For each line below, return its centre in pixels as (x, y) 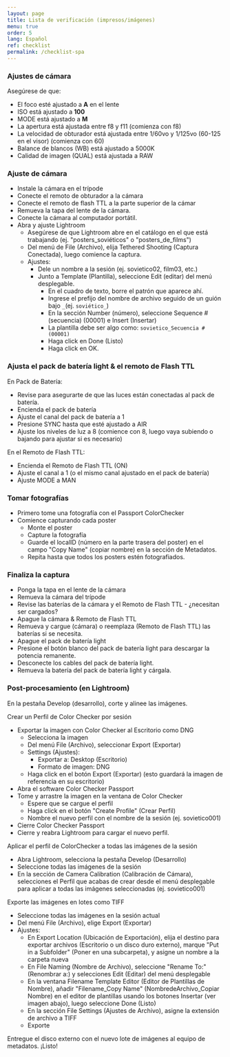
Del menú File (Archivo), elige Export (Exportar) (84, 923)
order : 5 (20, 33)
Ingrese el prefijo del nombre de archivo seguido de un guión (135, 299)
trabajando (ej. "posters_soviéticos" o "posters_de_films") (109, 240)
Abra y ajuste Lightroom (51, 225)
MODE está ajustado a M (52, 119)
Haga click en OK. (73, 348)
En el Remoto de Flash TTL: (46, 452)
